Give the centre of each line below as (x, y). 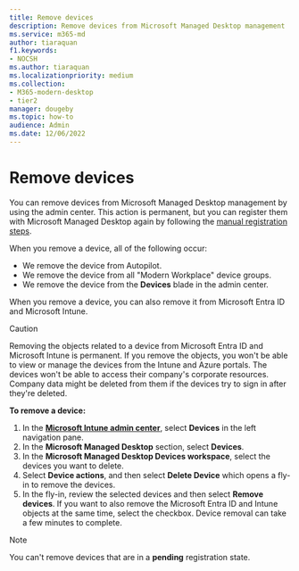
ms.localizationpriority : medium (71, 76)
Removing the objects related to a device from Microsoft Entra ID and (136, 345)
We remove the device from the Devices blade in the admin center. (145, 284)
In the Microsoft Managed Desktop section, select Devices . (133, 446)
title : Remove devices (51, 17)
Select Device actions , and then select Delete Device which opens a (149, 475)
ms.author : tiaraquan (50, 68)
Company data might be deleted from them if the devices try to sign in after (148, 384)
